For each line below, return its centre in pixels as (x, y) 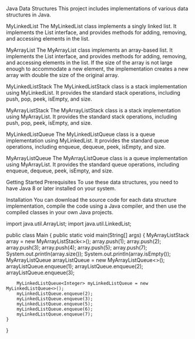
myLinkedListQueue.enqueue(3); (55, 299)
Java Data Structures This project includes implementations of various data (97, 9)
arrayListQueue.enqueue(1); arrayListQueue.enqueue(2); (75, 266)
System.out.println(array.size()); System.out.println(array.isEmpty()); (89, 254)
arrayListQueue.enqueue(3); (41, 272)
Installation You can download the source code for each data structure (91, 200)
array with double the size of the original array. (63, 75)
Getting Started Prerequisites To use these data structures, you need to (92, 182)
